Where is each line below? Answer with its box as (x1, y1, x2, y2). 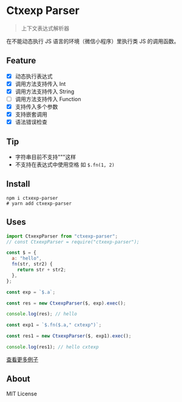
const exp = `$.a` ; (6, 289, 56, 295)
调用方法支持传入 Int (15, 80, 66, 87)
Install (6, 179, 30, 189)
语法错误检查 (15, 118, 47, 125)
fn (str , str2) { (12, 261, 53, 267)
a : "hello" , (12, 255, 42, 262)
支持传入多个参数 (15, 103, 58, 110)
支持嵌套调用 (15, 111, 47, 118)
